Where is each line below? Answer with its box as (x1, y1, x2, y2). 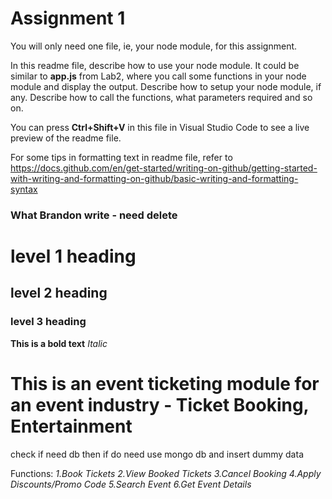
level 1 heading (10, 245, 137, 268)
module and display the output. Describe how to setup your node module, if (10, 80, 322, 92)
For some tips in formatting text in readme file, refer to (10, 151, 233, 163)
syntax (10, 183, 38, 195)
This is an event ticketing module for (10, 372, 320, 395)
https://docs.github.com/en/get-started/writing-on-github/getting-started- (10, 162, 318, 174)
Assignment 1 (10, 7, 126, 30)
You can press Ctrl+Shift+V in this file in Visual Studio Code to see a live (10, 121, 310, 133)
